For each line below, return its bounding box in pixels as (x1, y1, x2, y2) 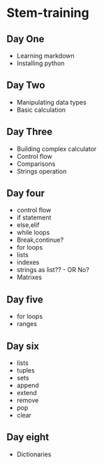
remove (16, 396, 39, 405)
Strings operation (16, 167, 67, 175)
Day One (6, 33, 45, 45)
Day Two (6, 79, 45, 91)
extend (16, 389, 38, 397)
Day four (6, 188, 45, 200)
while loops (16, 228, 50, 237)
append (16, 381, 39, 389)
